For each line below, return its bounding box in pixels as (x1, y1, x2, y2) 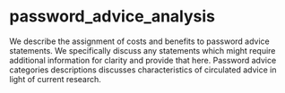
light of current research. (9, 73, 101, 84)
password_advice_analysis (9, 6, 216, 27)
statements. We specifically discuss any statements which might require (9, 45, 276, 55)
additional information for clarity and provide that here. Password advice (9, 55, 277, 65)
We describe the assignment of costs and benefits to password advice (9, 36, 271, 46)
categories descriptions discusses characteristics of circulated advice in (9, 64, 277, 75)
